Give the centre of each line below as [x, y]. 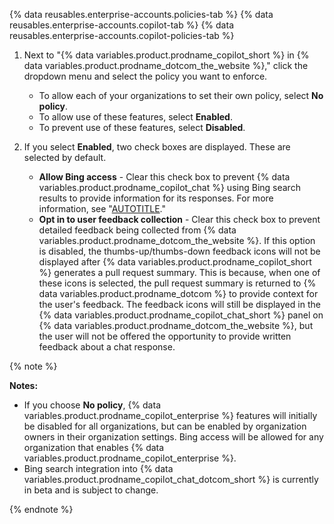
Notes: [24, 385]
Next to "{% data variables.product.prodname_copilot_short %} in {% [166, 55]
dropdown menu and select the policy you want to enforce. [145, 76]
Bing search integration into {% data [98, 468]
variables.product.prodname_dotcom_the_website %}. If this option [177, 240]
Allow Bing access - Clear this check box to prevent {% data [164, 177]
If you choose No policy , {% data [92, 405]
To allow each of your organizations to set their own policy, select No [181, 95]
